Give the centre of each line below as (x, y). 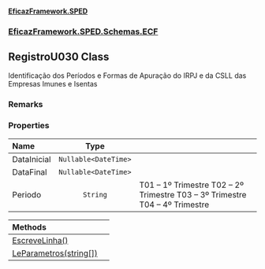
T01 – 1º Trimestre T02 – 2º (192, 185)
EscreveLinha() (40, 240)
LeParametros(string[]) (55, 253)
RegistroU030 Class (59, 56)
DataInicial (32, 159)
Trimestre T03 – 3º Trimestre (193, 194)
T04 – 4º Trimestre (174, 205)
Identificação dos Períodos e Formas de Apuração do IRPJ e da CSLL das (127, 76)
